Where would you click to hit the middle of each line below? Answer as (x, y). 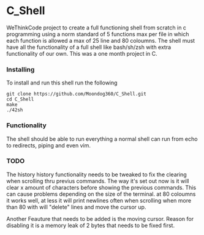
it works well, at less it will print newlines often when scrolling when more (99, 200)
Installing (21, 69)
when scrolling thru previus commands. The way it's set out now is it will (98, 181)
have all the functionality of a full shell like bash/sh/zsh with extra (89, 47)
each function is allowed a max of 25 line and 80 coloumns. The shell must (100, 40)
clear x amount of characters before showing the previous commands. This (101, 187)
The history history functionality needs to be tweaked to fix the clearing (96, 174)
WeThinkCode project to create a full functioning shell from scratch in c (96, 28)
